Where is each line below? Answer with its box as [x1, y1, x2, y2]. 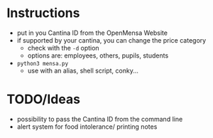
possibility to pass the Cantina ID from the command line [16, 115, 183, 123]
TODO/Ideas [6, 91, 81, 107]
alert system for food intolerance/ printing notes [16, 122, 158, 131]
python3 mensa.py [16, 60, 69, 67]
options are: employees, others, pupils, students [27, 51, 169, 60]
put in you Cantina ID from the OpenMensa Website [16, 28, 168, 37]
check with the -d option [27, 43, 100, 52]
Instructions [6, 5, 80, 21]
